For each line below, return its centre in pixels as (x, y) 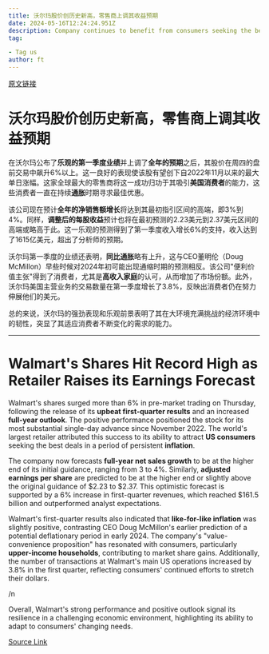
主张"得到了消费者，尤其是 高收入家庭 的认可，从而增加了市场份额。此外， (136, 276)
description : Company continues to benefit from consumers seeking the (130, 30)
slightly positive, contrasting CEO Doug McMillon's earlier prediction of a (128, 527)
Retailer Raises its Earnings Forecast (132, 381)
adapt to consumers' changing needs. (71, 626)
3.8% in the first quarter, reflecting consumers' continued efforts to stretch (131, 569)
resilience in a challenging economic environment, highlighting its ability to (131, 617)
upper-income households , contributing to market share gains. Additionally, (134, 552)
